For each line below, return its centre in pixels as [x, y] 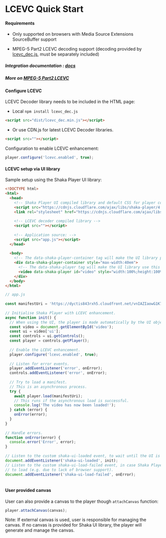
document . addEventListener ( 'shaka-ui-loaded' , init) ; [62, 460]
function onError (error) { [33, 437]
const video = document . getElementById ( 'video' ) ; [62, 327]
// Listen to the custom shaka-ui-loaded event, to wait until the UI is [83, 456]
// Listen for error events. [40, 364]
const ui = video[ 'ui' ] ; [35, 331]
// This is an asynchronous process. [48, 387]
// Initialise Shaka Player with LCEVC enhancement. [61, 313]
